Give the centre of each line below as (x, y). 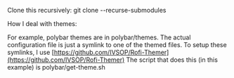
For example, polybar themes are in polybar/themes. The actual (99, 37)
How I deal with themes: (42, 24)
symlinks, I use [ (31, 52)
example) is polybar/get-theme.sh (56, 67)
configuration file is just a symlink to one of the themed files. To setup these (117, 45)
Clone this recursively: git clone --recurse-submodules (87, 10)
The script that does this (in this (172, 60)
